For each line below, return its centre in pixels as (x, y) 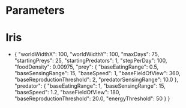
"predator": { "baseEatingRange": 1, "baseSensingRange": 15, (90, 86)
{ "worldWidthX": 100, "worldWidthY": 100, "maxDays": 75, (87, 54)
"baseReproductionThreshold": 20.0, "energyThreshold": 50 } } (92, 98)
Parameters (35, 10)
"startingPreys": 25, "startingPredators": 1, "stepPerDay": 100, (91, 61)
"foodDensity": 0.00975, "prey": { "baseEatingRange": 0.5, (86, 67)
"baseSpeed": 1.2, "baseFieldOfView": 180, (67, 92)
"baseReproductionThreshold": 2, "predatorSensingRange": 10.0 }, (96, 80)
